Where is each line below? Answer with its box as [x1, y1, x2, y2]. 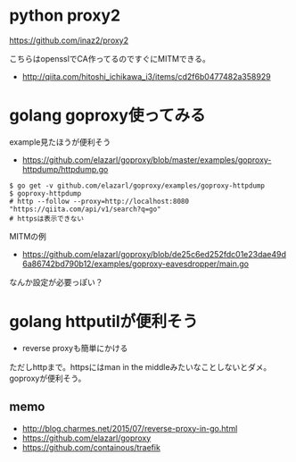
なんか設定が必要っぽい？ [9, 276, 103, 287]
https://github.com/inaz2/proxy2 [9, 35, 129, 46]
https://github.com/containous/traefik [21, 441, 160, 452]
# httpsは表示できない [9, 214, 85, 223]
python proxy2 [9, 5, 121, 26]
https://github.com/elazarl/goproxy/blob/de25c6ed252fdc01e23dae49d [21, 248, 287, 259]
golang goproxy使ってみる [9, 105, 207, 126]
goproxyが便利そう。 [9, 373, 86, 383]
